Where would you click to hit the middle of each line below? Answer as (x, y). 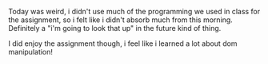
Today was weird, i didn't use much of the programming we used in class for (134, 11)
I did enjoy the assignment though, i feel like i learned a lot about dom (123, 43)
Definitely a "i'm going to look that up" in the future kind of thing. (115, 28)
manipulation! (31, 52)
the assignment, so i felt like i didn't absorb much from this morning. (121, 20)
